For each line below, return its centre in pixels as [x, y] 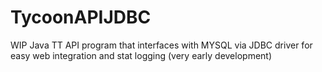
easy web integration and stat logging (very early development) [141, 55]
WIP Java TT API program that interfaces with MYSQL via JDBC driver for [161, 45]
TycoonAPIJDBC [81, 17]
